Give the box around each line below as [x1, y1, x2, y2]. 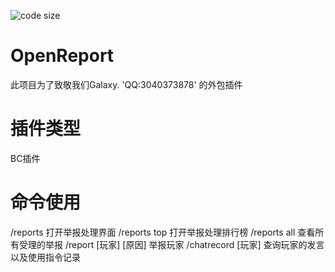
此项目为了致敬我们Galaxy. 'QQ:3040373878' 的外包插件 [10, 78, 243, 90]
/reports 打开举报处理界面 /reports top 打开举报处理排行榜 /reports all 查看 [10, 226, 316, 238]
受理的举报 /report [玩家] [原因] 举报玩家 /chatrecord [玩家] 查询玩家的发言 [18, 238, 325, 250]
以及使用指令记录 [10, 251, 81, 263]
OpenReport [10, 45, 115, 67]
